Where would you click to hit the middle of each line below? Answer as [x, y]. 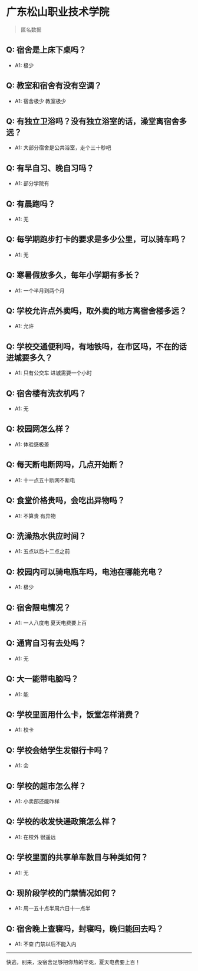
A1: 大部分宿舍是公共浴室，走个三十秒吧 [63, 147]
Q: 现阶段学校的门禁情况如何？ [62, 893]
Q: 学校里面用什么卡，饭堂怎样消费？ [73, 714]
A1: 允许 [24, 326]
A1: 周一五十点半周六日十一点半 [52, 908]
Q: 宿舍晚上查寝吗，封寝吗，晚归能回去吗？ [85, 929]
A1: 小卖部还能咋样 [37, 801]
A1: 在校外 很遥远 [35, 837]
